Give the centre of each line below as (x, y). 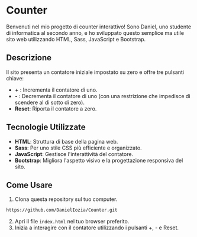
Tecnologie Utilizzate (46, 127)
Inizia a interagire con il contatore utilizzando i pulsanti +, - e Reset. (97, 228)
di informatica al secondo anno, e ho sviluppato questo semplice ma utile (95, 33)
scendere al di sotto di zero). (49, 102)
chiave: (15, 78)
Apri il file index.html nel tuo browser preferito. (72, 222)
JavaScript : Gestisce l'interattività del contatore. (74, 154)
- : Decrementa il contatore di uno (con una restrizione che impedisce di (102, 96)
